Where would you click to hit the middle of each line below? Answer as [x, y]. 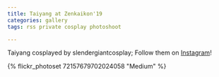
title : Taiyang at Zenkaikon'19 [55, 14]
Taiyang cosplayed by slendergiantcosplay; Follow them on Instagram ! [109, 52]
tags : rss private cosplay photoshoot [64, 27]
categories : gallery [38, 20]
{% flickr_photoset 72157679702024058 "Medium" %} [87, 66]
